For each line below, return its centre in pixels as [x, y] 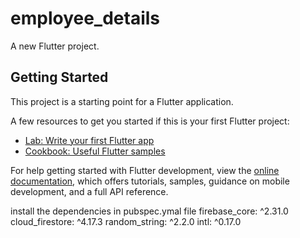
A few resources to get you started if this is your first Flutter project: [150, 121]
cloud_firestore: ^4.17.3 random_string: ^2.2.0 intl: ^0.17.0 [126, 221]
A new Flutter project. [55, 46]
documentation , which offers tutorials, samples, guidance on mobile [150, 181]
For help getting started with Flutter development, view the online [145, 170]
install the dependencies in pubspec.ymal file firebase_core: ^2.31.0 [149, 211]
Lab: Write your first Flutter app [89, 140]
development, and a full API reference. [89, 191]
